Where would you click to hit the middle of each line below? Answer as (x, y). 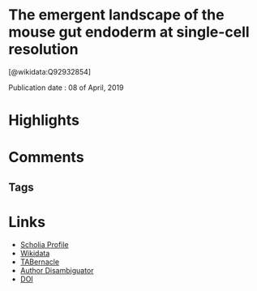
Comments (46, 158)
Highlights (44, 120)
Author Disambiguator (57, 270)
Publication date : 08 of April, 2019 (66, 88)
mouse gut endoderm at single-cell (129, 32)
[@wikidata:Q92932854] (50, 71)
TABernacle (39, 262)
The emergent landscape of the (116, 15)
